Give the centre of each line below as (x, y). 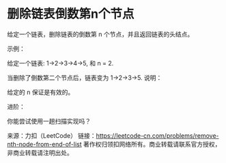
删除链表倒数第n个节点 (71, 14)
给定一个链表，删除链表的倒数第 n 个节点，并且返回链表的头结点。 (100, 34)
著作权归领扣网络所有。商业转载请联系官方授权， (152, 144)
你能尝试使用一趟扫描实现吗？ (49, 121)
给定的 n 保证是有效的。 (41, 92)
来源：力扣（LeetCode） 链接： (52, 135)
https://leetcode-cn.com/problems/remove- (157, 135)
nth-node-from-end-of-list (44, 144)
